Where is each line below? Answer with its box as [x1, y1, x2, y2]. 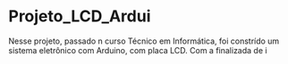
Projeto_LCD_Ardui [8, 6, 151, 27]
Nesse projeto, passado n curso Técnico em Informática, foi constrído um [8, 36, 280, 46]
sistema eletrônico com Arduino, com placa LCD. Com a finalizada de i [8, 44, 267, 55]
